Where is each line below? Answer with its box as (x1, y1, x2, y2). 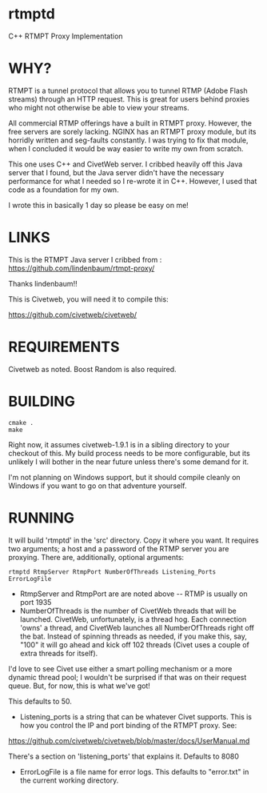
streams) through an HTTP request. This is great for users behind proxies (8, 94, 250, 104)
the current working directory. (19, 775, 119, 785)
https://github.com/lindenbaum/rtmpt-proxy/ (8, 263, 155, 273)
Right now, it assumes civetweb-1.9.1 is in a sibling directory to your (8, 439, 230, 449)
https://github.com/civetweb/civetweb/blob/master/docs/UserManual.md (8, 735, 250, 745)
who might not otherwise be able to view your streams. (8, 102, 189, 112)
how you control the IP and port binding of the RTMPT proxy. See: (19, 720, 237, 730)
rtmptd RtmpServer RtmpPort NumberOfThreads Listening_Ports (8, 567, 217, 576)
